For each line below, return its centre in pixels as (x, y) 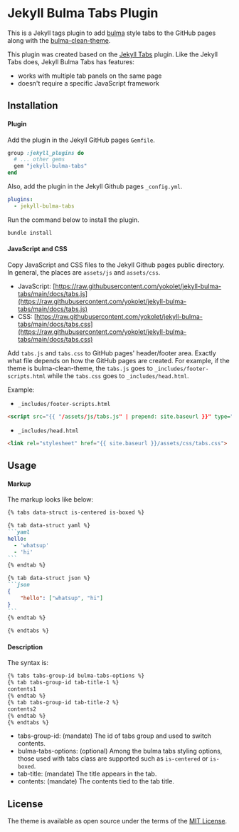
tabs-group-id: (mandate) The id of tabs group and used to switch (115, 736)
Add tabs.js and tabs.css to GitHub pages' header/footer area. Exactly (112, 353)
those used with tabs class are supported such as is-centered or (113, 759)
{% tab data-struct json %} (49, 578)
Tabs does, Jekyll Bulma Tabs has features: (71, 61)
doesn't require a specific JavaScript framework (89, 83)
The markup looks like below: (51, 499)
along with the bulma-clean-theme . (59, 40)
